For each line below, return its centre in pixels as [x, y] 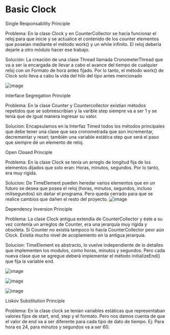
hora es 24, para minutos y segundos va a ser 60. [57, 327]
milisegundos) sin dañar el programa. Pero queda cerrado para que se [79, 194]
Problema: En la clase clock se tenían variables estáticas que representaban [85, 311]
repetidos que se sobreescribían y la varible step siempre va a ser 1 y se [81, 111]
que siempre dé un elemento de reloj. [45, 142]
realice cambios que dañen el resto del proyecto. [57, 199]
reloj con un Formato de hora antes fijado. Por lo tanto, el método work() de [85, 70]
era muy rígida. [21, 173]
